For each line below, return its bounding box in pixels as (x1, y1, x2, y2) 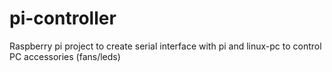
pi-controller (9, 7, 117, 30)
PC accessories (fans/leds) (9, 50, 121, 62)
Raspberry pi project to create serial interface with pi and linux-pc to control (9, 40, 322, 52)
